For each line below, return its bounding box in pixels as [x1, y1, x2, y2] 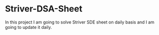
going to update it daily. [5, 24, 52, 30]
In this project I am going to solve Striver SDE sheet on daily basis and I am [5, 19, 155, 25]
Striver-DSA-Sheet [5, 3, 82, 14]
